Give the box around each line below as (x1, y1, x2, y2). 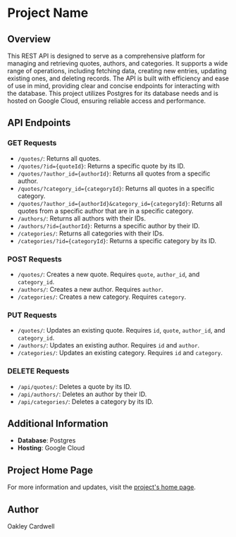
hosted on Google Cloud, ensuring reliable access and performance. (7, 97, 206, 105)
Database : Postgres (17, 436, 76, 445)
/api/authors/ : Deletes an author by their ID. (17, 390, 147, 398)
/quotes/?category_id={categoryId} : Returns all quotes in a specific (17, 184, 215, 192)
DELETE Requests (7, 366, 70, 376)
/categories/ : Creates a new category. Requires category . (17, 292, 187, 301)
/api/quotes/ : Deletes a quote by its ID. (17, 382, 132, 390)
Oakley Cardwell (7, 522, 55, 531)
